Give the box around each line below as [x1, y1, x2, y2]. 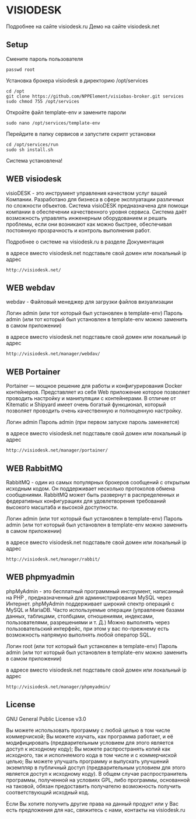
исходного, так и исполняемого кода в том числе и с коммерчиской [6, 751, 177, 758]
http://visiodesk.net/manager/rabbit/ [6, 556, 100, 562]
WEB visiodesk [6, 174, 62, 184]
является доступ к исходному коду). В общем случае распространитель [6, 770, 188, 777]
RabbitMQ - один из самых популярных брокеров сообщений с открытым [6, 479, 190, 486]
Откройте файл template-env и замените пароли [6, 109, 127, 116]
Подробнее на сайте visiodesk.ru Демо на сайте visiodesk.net [6, 23, 160, 30]
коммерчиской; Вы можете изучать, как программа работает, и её [6, 732, 173, 740]
